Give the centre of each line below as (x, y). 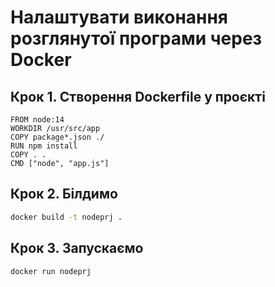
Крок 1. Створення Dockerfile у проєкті (138, 96)
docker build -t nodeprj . (66, 217)
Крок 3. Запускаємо (77, 248)
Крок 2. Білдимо (64, 194)
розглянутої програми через (136, 38)
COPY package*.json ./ (57, 137)
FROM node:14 (37, 120)
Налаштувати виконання (119, 17)
